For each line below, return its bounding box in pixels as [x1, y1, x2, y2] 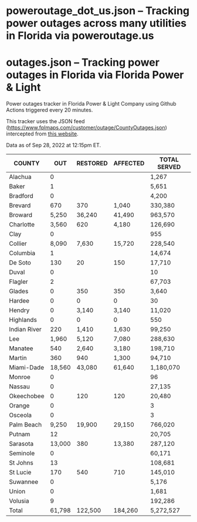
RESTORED [76, 160, 108, 168]
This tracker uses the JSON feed [6, 118, 85, 125]
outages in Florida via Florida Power [6, 69, 184, 82]
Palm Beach [9, 421, 42, 429]
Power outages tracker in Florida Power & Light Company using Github [6, 100, 177, 107]
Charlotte [9, 221, 35, 229]
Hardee [9, 297, 30, 305]
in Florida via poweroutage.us [6, 29, 154, 42]
